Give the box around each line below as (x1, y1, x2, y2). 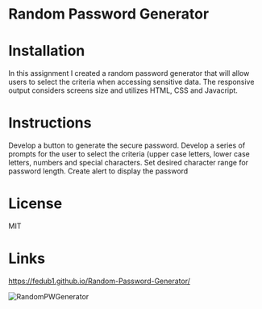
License (8, 194, 63, 213)
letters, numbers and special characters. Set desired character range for (8, 158, 248, 168)
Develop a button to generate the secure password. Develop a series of (8, 140, 246, 150)
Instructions (8, 114, 92, 132)
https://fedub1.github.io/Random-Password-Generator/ (8, 276, 191, 286)
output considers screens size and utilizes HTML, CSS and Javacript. (8, 86, 238, 95)
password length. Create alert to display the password (8, 166, 189, 176)
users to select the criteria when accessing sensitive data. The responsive (8, 77, 255, 87)
